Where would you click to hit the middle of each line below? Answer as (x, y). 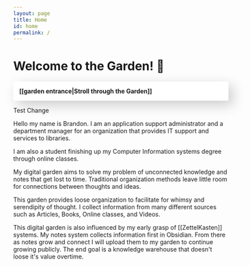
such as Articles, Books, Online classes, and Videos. (87, 214)
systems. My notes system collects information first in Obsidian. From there (120, 235)
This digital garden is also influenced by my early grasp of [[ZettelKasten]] (118, 228)
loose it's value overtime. (48, 256)
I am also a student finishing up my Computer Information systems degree (117, 152)
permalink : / (32, 32)
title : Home (30, 20)
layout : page (32, 13)
